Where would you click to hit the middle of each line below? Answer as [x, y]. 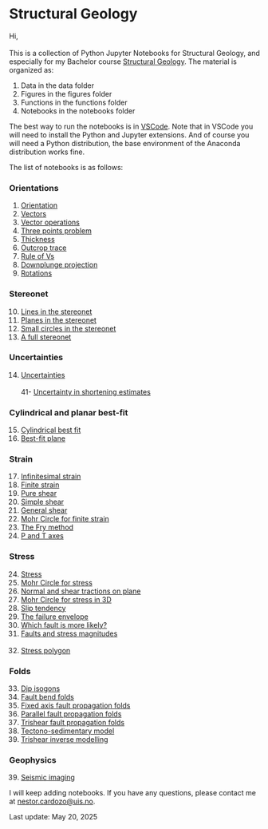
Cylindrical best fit [51, 430]
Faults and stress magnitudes [69, 633]
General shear [44, 510]
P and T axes [42, 536]
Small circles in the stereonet [68, 328]
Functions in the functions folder [74, 102]
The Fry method [47, 527]
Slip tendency [43, 608]
